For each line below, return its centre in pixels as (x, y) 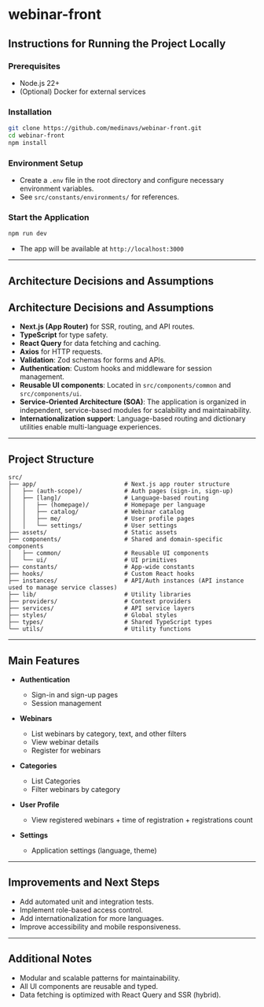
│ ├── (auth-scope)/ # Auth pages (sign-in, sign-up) (121, 491)
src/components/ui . (51, 394)
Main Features (44, 661)
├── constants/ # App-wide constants (101, 567)
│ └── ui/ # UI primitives (93, 560)
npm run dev (27, 234)
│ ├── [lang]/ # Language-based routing (109, 498)
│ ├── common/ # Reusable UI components (109, 553)
